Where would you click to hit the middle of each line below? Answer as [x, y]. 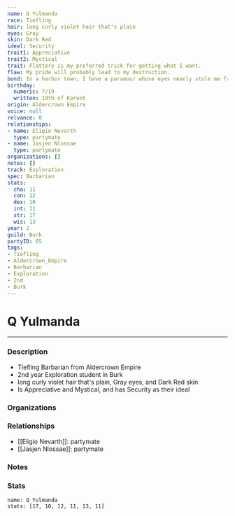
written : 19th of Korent [50, 99]
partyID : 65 [24, 241]
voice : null [24, 111]
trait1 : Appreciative [39, 53]
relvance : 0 [24, 117]
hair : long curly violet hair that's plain [72, 27]
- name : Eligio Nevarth [42, 131]
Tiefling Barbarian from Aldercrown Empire [79, 367]
